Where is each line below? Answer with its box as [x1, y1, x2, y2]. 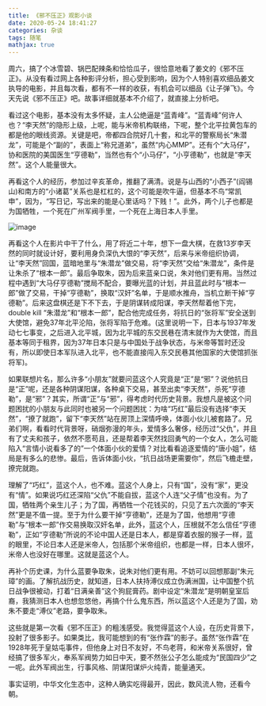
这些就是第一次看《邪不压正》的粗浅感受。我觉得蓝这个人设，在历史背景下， [8, 623, 258, 632]
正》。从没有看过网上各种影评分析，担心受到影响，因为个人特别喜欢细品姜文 [8, 74, 255, 83]
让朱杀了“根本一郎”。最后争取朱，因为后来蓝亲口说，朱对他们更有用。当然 [8, 269, 251, 278]
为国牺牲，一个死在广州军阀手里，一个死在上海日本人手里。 [8, 207, 203, 216]
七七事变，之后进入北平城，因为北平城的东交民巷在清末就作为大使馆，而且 [14, 328, 258, 338]
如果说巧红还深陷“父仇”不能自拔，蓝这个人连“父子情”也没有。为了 [35, 490, 249, 500]
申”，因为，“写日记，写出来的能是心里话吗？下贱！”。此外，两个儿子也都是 [8, 197, 253, 206]
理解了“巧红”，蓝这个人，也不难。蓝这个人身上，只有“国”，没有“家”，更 [8, 480, 241, 490]
